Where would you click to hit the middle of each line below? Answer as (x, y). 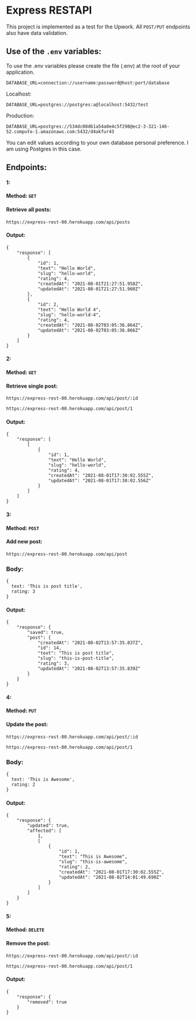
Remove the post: (28, 943)
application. (20, 72)
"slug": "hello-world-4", (69, 315)
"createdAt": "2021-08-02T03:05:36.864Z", (90, 325)
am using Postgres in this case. (44, 149)
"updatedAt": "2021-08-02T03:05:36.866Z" (89, 330)
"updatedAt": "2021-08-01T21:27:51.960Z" (89, 289)
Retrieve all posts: (29, 209)
